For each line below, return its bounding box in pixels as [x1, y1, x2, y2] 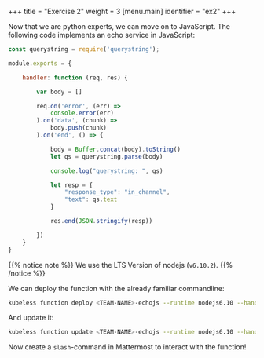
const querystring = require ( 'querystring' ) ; [8, 46, 159, 53]
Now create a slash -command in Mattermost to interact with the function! [8, 342, 247, 352]
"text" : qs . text [64, 195, 118, 203]
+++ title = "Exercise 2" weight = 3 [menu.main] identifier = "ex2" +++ [8, 7, 236, 16]
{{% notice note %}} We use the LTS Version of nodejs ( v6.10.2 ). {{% [8, 260, 233, 269]
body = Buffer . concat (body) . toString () [49, 145, 181, 153]
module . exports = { [8, 59, 72, 68]
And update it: [8, 313, 54, 323]
